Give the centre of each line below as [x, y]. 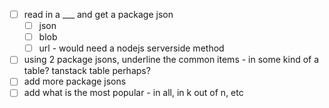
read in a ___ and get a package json [98, 14]
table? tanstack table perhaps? [87, 71]
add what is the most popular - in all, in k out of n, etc [133, 93]
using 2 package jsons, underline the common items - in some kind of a [171, 60]
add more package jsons [75, 81]
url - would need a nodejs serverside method [131, 48]
